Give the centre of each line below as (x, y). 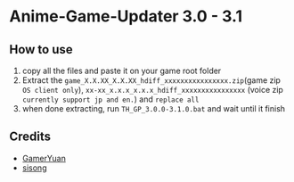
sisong (34, 168)
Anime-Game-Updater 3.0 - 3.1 (126, 17)
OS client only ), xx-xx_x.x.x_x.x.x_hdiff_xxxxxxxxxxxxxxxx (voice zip (152, 90)
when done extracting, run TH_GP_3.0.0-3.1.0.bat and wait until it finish (154, 108)
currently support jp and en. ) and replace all (110, 99)
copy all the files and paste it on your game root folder (122, 70)
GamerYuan (44, 158)
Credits (30, 137)
